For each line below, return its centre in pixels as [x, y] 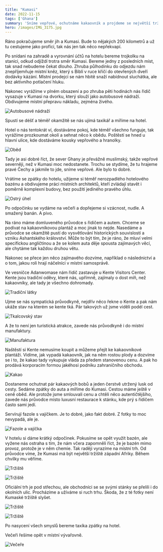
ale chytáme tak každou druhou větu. [42, 249]
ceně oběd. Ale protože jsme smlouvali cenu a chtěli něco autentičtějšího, [79, 394]
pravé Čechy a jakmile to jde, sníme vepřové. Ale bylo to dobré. [68, 169]
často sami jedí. [21, 405]
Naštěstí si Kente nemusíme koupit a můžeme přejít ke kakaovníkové [73, 350]
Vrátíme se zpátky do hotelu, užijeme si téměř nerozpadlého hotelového [77, 179]
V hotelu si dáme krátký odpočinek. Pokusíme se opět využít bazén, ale [76, 438]
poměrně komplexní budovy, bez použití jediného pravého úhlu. [69, 189]
